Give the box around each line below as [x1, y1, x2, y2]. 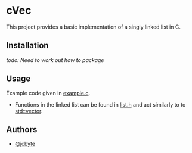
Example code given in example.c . [6, 89, 91, 96]
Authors [6, 124, 38, 135]
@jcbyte [14, 140, 36, 148]
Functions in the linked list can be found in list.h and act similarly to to [14, 101, 186, 108]
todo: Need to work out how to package [6, 56, 104, 63]
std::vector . [14, 107, 43, 114]
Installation [6, 40, 49, 51]
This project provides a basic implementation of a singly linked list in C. [6, 23, 181, 30]
